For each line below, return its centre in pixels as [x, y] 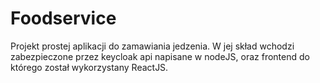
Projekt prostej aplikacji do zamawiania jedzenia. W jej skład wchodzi [152, 46]
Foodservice [63, 18]
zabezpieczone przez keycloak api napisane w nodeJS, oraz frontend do [160, 56]
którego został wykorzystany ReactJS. [89, 67]
